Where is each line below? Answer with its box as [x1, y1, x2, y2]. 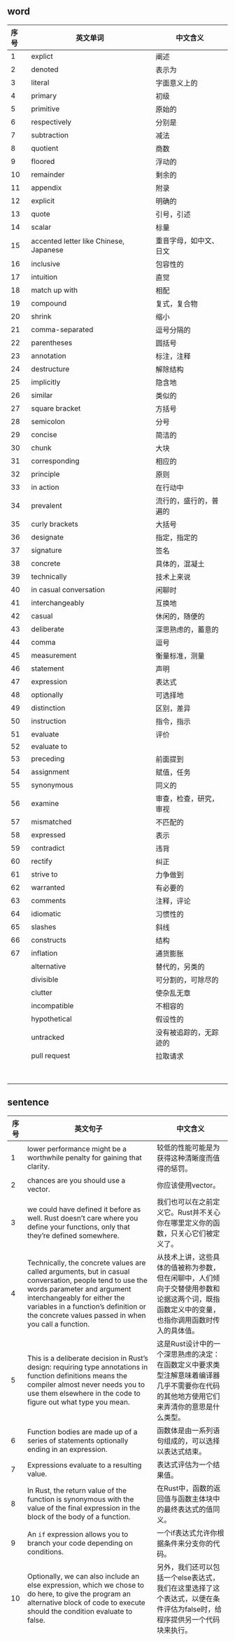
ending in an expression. [27, 1444, 108, 1454]
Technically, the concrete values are [27, 1258, 146, 1268]
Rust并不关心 [178, 1207, 221, 1217]
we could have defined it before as [27, 1204, 141, 1214]
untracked [31, 1032, 65, 1042]
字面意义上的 [155, 78, 198, 88]
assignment [31, 767, 70, 776]
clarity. [27, 1161, 50, 1171]
